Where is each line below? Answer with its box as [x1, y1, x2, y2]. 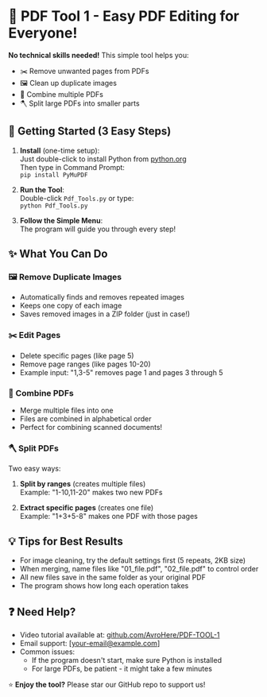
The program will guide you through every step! [19, 224, 176, 234]
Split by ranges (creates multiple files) [19, 479, 146, 489]
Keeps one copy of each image [19, 301, 122, 311]
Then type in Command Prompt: [19, 162, 126, 172]
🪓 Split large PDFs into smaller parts [19, 99, 141, 108]
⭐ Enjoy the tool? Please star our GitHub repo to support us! [8, 680, 206, 689]
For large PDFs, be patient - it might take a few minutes [31, 664, 213, 673]
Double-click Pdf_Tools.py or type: [19, 193, 134, 203]
